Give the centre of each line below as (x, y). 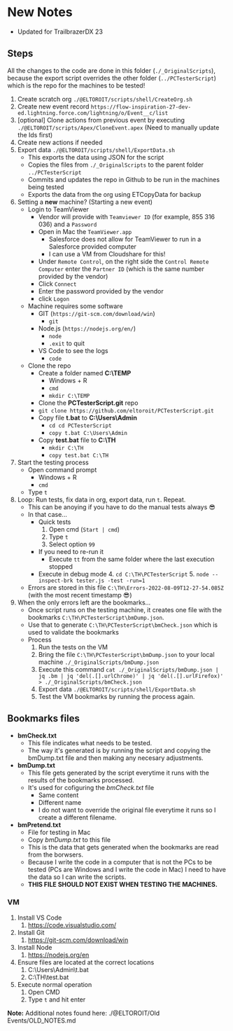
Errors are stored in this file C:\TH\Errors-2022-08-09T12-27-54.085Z (126, 587)
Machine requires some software (76, 306)
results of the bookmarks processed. (81, 780)
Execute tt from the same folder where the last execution (132, 559)
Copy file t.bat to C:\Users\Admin (88, 417)
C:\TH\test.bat (48, 977)
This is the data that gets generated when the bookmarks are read (123, 847)
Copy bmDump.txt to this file (69, 839)
